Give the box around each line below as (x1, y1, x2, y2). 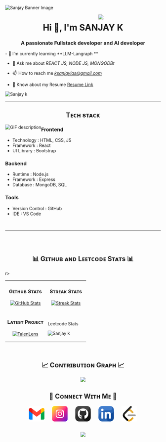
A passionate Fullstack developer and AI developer (20, 40, 146, 46)
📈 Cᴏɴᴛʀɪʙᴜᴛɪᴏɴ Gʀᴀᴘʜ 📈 (41, 361, 124, 369)
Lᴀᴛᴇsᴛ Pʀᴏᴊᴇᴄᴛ (7, 319, 43, 326)
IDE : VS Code (12, 211, 41, 217)
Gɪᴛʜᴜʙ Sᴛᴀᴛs (9, 288, 42, 295)
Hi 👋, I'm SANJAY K (42, 22, 124, 33)
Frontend (41, 126, 64, 133)
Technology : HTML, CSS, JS (12, 137, 72, 143)
